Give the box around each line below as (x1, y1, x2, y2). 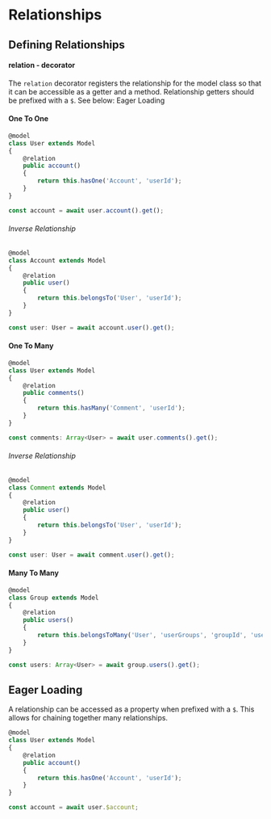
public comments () (23, 389, 85, 397)
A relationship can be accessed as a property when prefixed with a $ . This (8, 704, 255, 714)
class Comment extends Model (8, 483, 106, 492)
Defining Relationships (8, 38, 125, 52)
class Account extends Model (8, 256, 106, 264)
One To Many (8, 341, 54, 351)
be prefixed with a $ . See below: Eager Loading (8, 95, 165, 105)
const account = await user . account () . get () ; (8, 206, 164, 215)
